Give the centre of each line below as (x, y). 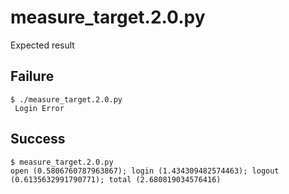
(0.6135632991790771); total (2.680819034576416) (116, 179)
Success (38, 139)
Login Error (39, 108)
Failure (32, 76)
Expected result (42, 45)
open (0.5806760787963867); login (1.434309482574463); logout (145, 171)
